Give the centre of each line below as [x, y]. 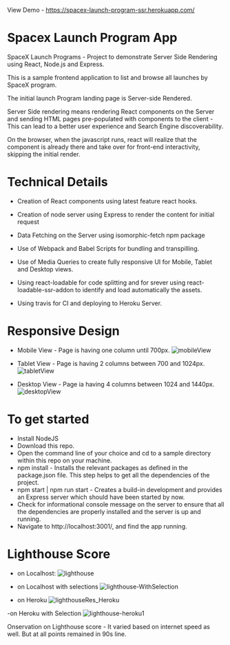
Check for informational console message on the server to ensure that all [121, 504]
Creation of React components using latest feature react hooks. [107, 201]
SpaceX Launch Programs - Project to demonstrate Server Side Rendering [113, 57]
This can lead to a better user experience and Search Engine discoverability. [115, 126]
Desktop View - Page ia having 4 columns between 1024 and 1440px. [116, 384]
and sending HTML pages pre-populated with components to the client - [110, 119]
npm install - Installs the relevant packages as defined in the [102, 467]
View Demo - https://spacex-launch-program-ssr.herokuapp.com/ [101, 10]
